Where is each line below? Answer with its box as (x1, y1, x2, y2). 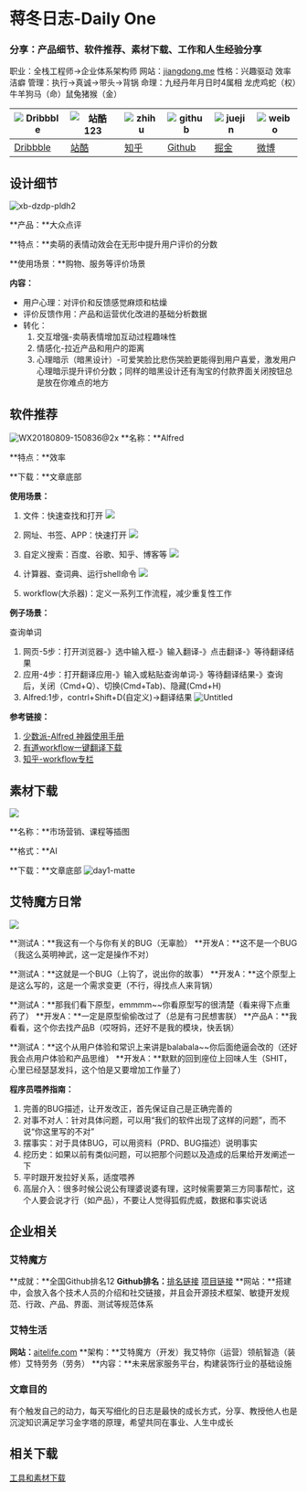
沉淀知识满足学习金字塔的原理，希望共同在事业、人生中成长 (9, 1417, 234, 1428)
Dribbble (14, 141, 52, 154)
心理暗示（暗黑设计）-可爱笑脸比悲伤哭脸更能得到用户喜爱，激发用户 (36, 354, 297, 366)
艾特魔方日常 (9, 894, 82, 910)
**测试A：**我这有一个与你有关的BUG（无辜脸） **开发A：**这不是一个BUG (9, 937, 298, 948)
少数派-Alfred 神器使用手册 (22, 730, 125, 741)
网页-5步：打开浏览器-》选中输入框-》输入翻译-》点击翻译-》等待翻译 (22, 646, 287, 657)
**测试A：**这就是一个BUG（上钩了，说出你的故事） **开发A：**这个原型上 (9, 968, 297, 979)
